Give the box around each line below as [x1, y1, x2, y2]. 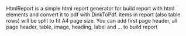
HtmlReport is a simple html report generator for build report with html [6, 5, 175, 12]
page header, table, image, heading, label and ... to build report [6, 23, 158, 30]
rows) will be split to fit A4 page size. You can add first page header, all [6, 17, 178, 24]
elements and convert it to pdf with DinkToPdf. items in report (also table [6, 11, 181, 18]
